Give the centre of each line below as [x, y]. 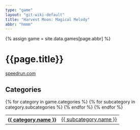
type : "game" [19, 10]
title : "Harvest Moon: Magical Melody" [48, 19]
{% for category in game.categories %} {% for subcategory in [70, 102]
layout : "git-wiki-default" [35, 15]
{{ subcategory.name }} [89, 119]
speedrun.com [21, 73]
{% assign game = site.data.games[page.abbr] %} [58, 39]
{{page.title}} [34, 59]
